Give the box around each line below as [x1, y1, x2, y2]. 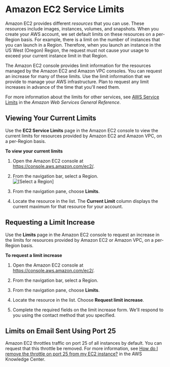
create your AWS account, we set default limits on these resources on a [5, 31, 155, 37]
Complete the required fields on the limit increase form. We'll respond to [12, 307, 164, 313]
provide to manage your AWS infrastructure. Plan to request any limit [5, 79, 149, 85]
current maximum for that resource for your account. [12, 203, 123, 209]
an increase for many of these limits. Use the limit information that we [5, 73, 151, 79]
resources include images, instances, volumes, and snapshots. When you [5, 25, 159, 31]
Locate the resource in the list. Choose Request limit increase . [12, 297, 145, 303]
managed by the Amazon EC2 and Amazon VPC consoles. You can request [5, 67, 162, 74]
